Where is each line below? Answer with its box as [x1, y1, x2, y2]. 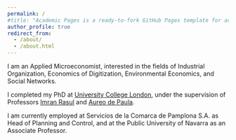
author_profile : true [7, 23, 71, 30]
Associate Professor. [7, 127, 67, 134]
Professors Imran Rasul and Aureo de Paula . [7, 98, 135, 106]
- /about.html [13, 43, 55, 50]
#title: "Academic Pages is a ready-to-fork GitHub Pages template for [7, 17, 221, 24]
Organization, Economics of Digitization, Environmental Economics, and [7, 69, 214, 78]
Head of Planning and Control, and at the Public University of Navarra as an [7, 119, 226, 127]
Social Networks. [7, 77, 57, 85]
